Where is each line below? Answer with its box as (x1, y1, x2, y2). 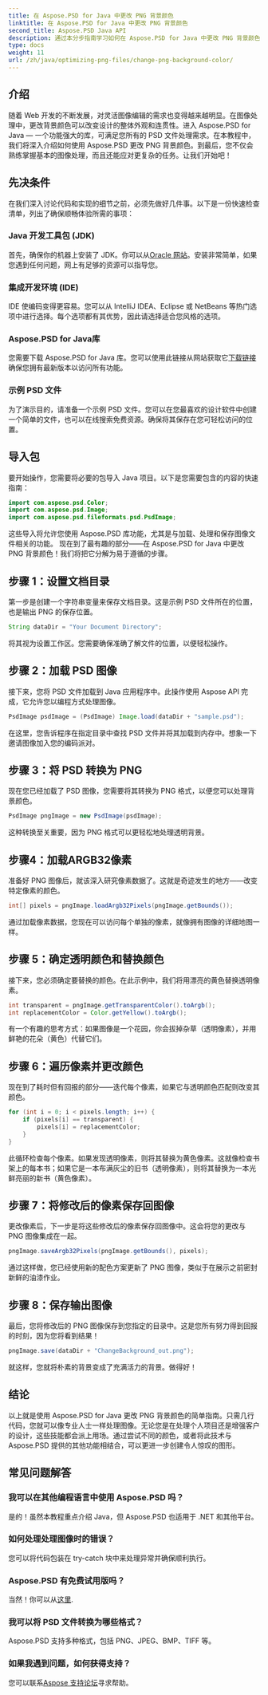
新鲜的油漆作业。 (8, 1273, 65, 1283)
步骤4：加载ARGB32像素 (8, 853, 132, 866)
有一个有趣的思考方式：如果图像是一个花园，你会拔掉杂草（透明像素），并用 (8, 1024, 257, 1034)
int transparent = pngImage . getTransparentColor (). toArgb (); (8, 1001, 216, 1009)
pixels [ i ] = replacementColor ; (37, 1123, 141, 1131)
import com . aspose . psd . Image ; (8, 506, 109, 514)
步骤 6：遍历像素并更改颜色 (8, 1059, 144, 1073)
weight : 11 (8, 49, 45, 57)
